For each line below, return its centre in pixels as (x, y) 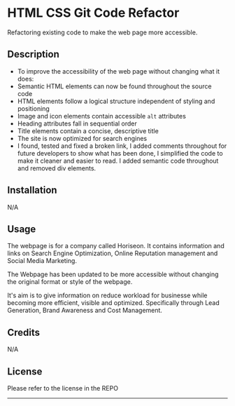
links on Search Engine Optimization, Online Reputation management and (113, 253)
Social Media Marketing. (42, 261)
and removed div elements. (57, 168)
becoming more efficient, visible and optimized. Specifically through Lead (114, 303)
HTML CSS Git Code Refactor (93, 13)
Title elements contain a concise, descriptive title (88, 130)
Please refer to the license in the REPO (63, 388)
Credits (24, 332)
